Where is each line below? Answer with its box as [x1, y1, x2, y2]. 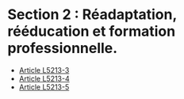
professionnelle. [7, 40, 118, 57]
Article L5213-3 [18, 65, 70, 74]
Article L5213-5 [18, 82, 70, 92]
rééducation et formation [7, 22, 176, 40]
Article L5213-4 [18, 74, 70, 83]
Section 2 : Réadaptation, [7, 6, 178, 24]
